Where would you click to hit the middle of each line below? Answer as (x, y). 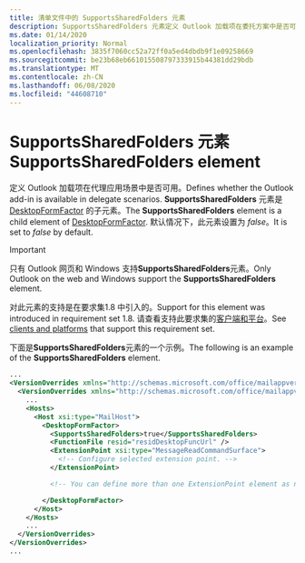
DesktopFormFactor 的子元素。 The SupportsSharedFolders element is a (146, 211)
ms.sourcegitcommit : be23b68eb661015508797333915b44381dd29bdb (132, 60)
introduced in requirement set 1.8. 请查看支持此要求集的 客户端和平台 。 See (148, 318)
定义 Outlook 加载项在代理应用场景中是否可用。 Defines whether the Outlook (152, 188)
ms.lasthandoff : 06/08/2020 (63, 85)
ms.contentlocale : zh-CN (56, 77)
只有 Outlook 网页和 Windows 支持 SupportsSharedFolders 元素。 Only (140, 268)
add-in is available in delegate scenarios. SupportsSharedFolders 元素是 (146, 199)
